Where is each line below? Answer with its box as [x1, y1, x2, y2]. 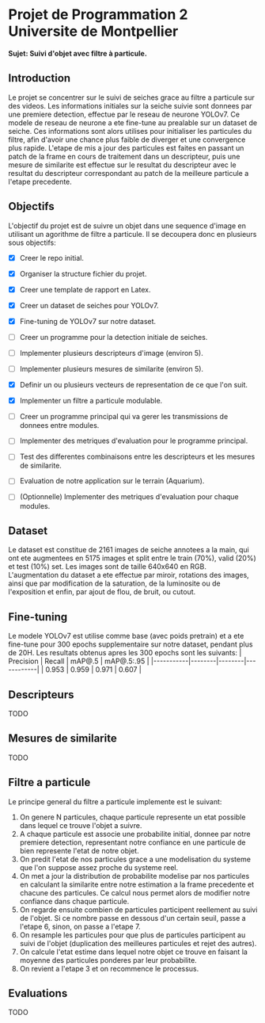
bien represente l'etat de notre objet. [19, 846, 140, 855]
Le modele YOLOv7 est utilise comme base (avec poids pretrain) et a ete [8, 632, 244, 641]
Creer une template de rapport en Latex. [19, 284, 151, 294]
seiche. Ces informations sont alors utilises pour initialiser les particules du [8, 126, 252, 136]
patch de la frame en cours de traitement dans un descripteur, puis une [8, 151, 240, 161]
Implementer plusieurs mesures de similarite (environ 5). [19, 365, 204, 373]
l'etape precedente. [8, 177, 73, 186]
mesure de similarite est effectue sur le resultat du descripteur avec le [8, 160, 237, 170]
